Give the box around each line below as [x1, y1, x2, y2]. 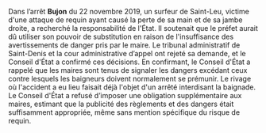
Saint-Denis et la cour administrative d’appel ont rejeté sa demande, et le [8, 49, 246, 58]
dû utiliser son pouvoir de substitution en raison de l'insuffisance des [8, 32, 234, 41]
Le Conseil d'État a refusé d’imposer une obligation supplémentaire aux [8, 91, 242, 100]
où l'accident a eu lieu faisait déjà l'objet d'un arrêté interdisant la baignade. [8, 82, 256, 92]
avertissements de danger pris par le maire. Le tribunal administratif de [8, 40, 241, 50]
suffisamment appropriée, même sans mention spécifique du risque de [8, 108, 241, 117]
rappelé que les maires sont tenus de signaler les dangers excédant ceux [8, 66, 248, 74]
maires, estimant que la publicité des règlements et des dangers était [8, 99, 234, 108]
